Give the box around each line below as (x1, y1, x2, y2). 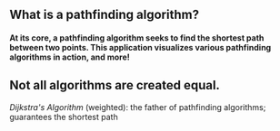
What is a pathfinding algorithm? (9, 7, 200, 23)
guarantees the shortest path (9, 111, 118, 122)
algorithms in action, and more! (9, 51, 130, 62)
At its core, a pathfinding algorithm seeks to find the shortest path (9, 32, 265, 43)
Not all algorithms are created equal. (9, 78, 221, 93)
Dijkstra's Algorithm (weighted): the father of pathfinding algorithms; (9, 101, 266, 112)
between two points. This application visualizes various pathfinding (9, 42, 272, 52)
